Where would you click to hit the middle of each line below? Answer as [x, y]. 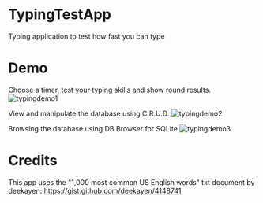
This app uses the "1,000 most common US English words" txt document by [131, 182]
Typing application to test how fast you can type [86, 36]
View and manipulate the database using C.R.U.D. [89, 113]
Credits [33, 161]
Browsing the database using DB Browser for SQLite [93, 128]
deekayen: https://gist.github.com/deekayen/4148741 [95, 190]
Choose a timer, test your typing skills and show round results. [110, 90]
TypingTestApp [60, 15]
